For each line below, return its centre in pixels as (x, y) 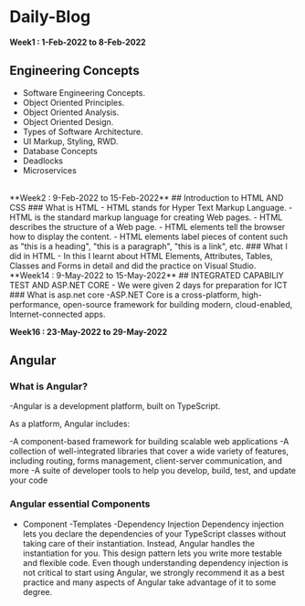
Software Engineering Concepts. (84, 92)
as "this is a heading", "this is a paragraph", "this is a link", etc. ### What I (148, 246)
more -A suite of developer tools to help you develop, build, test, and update (153, 471)
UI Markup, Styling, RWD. (70, 141)
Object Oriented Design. (68, 121)
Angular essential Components (80, 504)
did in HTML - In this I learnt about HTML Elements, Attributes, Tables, (142, 256)
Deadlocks (43, 161)
